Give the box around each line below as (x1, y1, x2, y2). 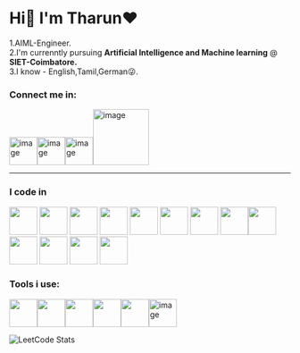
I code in (9, 186, 47, 198)
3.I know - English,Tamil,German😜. (9, 66, 138, 77)
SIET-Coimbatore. (9, 56, 78, 67)
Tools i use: (9, 278, 61, 290)
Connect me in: (9, 88, 78, 101)
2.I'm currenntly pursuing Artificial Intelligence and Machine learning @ (9, 46, 279, 57)
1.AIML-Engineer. (9, 38, 71, 48)
